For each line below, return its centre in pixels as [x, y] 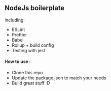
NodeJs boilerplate [35, 8]
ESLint [18, 30]
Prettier [19, 34]
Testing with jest [28, 50]
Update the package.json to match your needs [59, 78]
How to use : [18, 61]
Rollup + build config [33, 45]
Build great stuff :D [31, 83]
